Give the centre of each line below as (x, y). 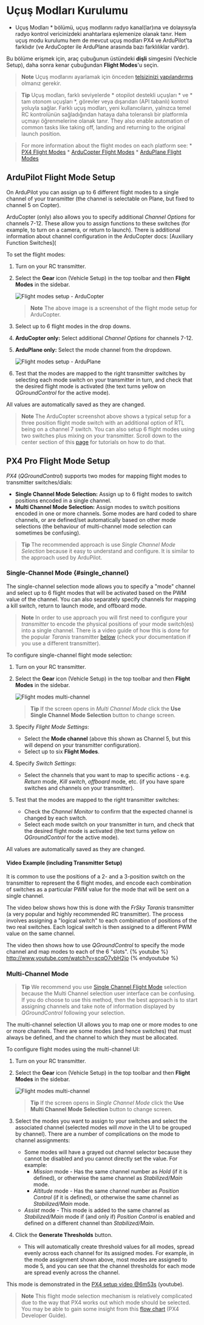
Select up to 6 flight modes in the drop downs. (73, 326)
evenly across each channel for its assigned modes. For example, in (109, 1253)
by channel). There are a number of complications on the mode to (97, 1134)
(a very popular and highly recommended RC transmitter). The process (95, 914)
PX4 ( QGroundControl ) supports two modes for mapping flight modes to (97, 476)
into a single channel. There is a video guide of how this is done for (105, 630)
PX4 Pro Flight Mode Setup (58, 461)
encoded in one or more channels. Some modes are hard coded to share (106, 513)
